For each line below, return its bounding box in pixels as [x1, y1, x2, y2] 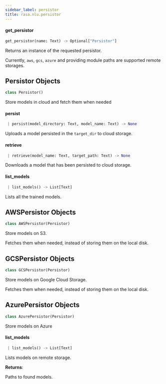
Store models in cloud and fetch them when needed [5, 99, 112, 105]
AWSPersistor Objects [5, 208, 76, 216]
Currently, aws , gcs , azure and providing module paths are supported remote [5, 57, 161, 63]
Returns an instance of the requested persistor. [5, 47, 102, 53]
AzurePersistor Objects [5, 301, 80, 309]
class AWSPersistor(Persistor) [5, 221, 70, 226]
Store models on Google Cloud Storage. [5, 276, 87, 282]
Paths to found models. [5, 374, 53, 380]
